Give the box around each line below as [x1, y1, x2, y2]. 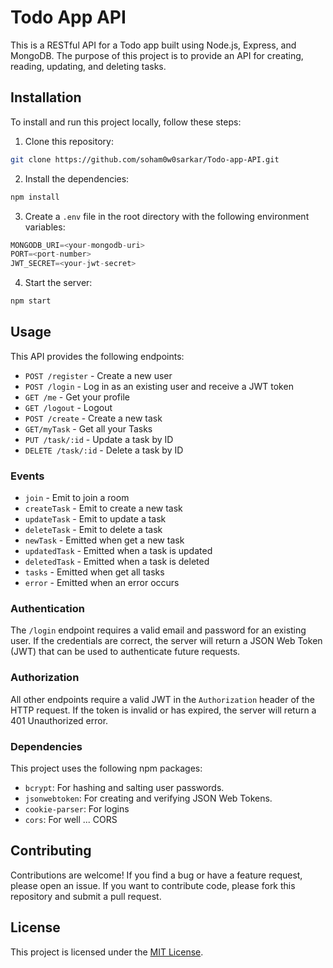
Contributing [10, 842, 92, 860]
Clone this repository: [24, 135, 114, 147]
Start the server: [24, 277, 93, 289]
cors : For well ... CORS [24, 814, 118, 825]
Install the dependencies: [24, 172, 130, 185]
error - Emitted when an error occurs [24, 577, 180, 589]
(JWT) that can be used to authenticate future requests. [10, 646, 241, 658]
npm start [10, 296, 52, 306]
